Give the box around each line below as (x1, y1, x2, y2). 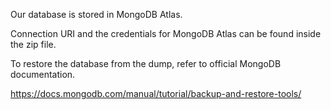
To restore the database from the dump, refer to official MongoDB (10, 58, 282, 69)
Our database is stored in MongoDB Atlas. (10, 9, 183, 20)
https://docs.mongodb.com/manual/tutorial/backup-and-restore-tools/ (10, 88, 302, 99)
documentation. (10, 69, 76, 80)
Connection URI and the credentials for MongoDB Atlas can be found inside (10, 28, 322, 39)
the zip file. (10, 39, 57, 50)
